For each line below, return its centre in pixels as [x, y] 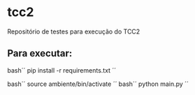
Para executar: [40, 53]
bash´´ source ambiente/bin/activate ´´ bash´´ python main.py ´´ [98, 84]
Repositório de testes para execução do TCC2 [74, 31]
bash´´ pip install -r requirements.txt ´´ [62, 70]
